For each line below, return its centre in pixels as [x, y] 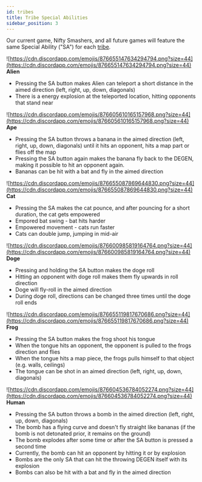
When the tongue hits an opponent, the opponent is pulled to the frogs [103, 346]
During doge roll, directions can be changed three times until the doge [103, 296]
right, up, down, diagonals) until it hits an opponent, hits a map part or [102, 146]
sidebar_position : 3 [32, 23]
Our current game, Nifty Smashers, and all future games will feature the [96, 41]
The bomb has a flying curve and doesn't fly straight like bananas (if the [105, 427]
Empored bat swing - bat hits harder [60, 221]
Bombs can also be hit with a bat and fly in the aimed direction [93, 472]
